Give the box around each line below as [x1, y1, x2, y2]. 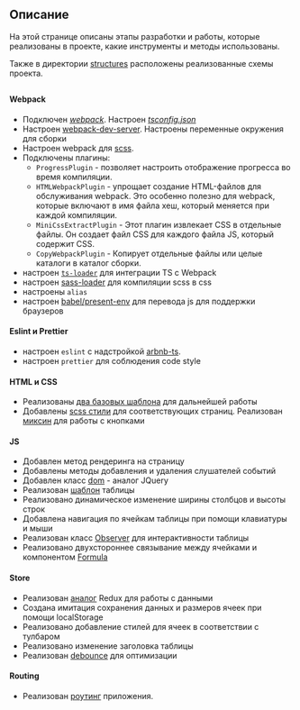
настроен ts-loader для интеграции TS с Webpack [22, 267, 217, 278]
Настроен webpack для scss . [22, 142, 134, 153]
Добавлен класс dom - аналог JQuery [22, 475, 169, 486]
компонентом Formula [22, 551, 108, 562]
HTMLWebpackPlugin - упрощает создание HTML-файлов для [35, 180, 262, 192]
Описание [9, 7, 69, 23]
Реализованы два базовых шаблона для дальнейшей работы [22, 396, 258, 407]
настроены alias [22, 286, 88, 296]
